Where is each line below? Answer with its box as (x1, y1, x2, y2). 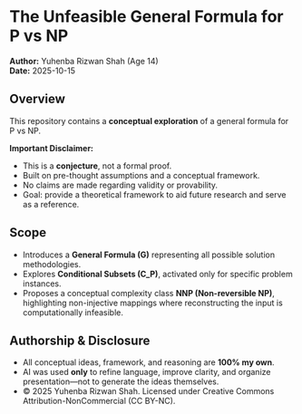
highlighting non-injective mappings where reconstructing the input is (22, 297, 283, 308)
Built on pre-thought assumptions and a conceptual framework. (22, 169, 260, 180)
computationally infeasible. (22, 306, 124, 318)
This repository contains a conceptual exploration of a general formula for (9, 115, 289, 126)
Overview (9, 91, 66, 107)
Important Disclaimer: (9, 142, 93, 153)
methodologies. (22, 258, 82, 269)
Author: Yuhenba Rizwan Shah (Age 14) (9, 55, 159, 66)
